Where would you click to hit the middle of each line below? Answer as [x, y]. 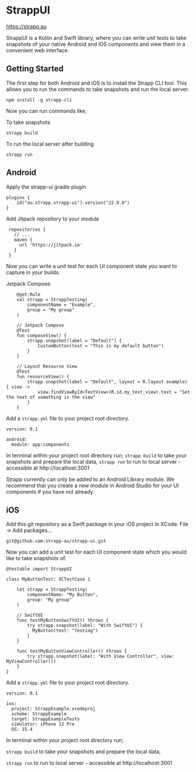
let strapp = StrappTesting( [52, 590]
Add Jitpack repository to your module [53, 218]
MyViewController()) [31, 662]
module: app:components [40, 444]
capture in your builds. [33, 272]
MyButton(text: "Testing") [65, 631]
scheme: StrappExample [39, 714]
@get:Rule [29, 294]
